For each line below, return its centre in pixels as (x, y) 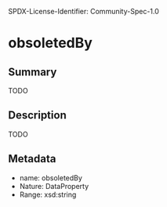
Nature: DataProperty (54, 186)
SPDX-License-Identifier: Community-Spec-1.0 (83, 11)
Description (37, 116)
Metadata (32, 159)
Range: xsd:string (48, 194)
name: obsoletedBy (51, 178)
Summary (33, 72)
